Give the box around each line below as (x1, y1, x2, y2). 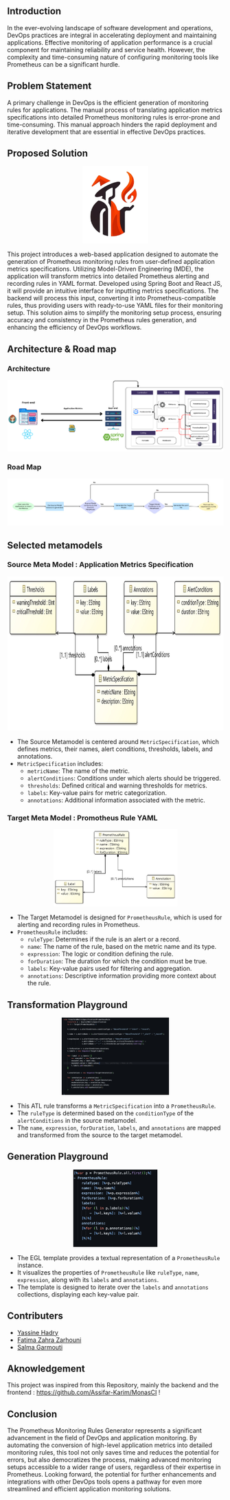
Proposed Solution (7, 148, 88, 159)
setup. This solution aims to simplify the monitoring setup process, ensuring (7, 309, 222, 317)
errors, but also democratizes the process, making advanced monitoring (7, 1456, 211, 1464)
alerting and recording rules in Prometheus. (16, 921, 141, 929)
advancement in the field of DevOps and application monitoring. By (7, 1434, 197, 1442)
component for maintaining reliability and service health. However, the (7, 45, 206, 54)
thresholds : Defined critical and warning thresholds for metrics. (27, 781, 207, 790)
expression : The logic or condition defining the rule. (27, 950, 174, 958)
